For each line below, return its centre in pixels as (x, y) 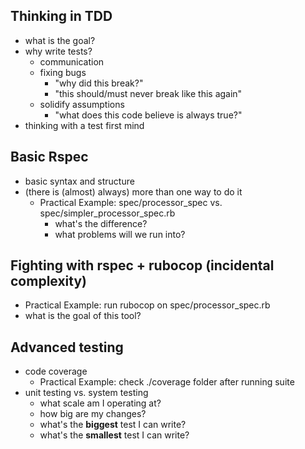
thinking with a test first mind (84, 125)
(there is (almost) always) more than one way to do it (133, 191)
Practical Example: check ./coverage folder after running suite (167, 382)
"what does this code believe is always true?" (148, 115)
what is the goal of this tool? (83, 316)
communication (72, 61)
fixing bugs (63, 72)
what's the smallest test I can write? (114, 435)
